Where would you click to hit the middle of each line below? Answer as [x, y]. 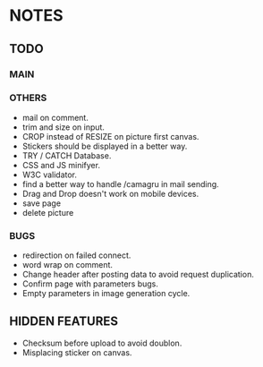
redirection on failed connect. [76, 255]
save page [41, 203]
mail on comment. [55, 117]
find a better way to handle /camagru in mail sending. [120, 183]
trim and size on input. [64, 127]
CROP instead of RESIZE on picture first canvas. [110, 136]
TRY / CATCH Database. [67, 155]
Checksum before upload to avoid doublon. [102, 343]
